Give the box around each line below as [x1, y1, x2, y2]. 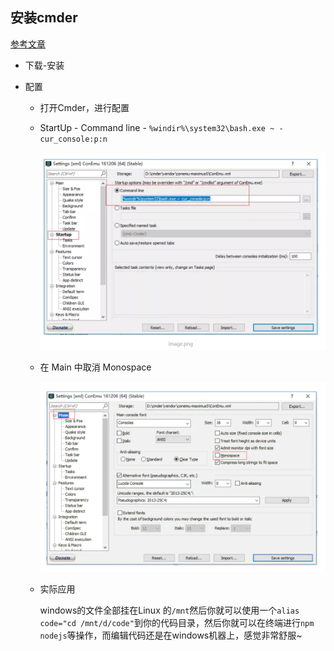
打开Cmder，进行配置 [39, 101, 130, 113]
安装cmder [10, 9, 78, 27]
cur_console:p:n [39, 134, 108, 144]
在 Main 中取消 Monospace [39, 361, 152, 373]
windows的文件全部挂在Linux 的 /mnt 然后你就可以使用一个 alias [39, 604, 300, 617]
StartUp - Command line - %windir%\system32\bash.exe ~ [39, 121, 275, 133]
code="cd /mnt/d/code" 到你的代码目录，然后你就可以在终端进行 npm [39, 617, 315, 629]
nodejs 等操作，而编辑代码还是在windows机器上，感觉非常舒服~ [39, 629, 303, 642]
